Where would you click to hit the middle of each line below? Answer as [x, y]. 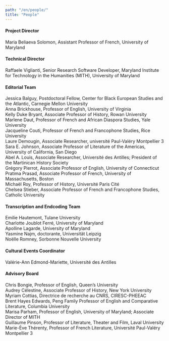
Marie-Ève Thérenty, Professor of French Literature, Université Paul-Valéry [83, 328]
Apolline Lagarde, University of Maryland [48, 228]
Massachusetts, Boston [30, 179]
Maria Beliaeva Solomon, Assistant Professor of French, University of [77, 42]
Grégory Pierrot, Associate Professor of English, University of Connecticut [82, 168]
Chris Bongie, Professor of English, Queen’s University [62, 285]
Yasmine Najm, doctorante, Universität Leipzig [53, 234]
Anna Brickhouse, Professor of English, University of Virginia [68, 109]
